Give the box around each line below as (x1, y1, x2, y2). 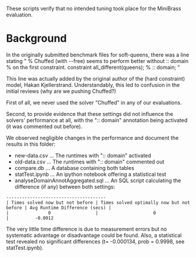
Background (6, 32, 67, 45)
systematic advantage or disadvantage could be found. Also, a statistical (6, 232, 182, 239)
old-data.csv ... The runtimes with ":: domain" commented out (14, 158, 164, 165)
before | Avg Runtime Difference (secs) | (6, 205, 111, 211)
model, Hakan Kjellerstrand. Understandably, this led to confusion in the (6, 81, 180, 88)
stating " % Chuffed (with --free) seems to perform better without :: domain (6, 57, 189, 64)
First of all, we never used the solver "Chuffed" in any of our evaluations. (6, 99, 182, 106)
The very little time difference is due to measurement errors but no (6, 225, 167, 232)
